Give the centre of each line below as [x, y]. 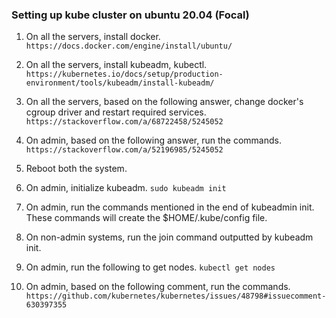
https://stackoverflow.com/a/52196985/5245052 [124, 150]
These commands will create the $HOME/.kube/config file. [146, 218]
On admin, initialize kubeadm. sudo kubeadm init [126, 188]
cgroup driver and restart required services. [116, 112]
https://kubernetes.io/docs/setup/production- [124, 74]
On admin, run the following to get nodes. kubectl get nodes [150, 267]
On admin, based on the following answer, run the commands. [153, 140]
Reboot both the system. [76, 169]
